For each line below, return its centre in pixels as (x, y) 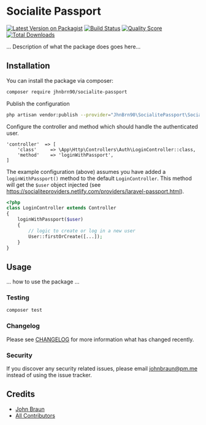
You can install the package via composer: (60, 80)
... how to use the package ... (43, 282)
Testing (18, 298)
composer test (25, 310)
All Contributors (35, 415)
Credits (21, 394)
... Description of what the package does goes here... (74, 47)
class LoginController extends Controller (61, 208)
